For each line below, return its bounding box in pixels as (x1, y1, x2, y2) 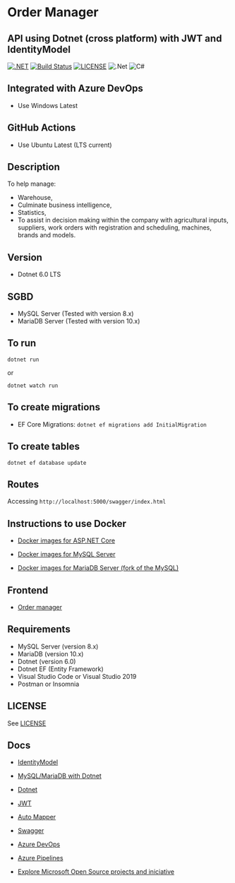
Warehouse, (17, 194, 53, 202)
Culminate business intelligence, (17, 201, 112, 209)
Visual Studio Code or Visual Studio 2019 (17, 672, 137, 680)
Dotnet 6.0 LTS (17, 270, 61, 279)
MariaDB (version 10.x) (17, 649, 84, 658)
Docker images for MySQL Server (17, 550, 116, 559)
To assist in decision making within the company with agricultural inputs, (17, 216, 229, 225)
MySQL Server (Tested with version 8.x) (17, 309, 134, 318)
